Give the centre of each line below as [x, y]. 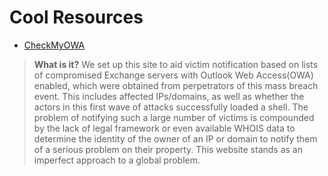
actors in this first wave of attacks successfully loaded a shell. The [171, 107]
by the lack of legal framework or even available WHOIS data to [164, 128]
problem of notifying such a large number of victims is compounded [174, 117]
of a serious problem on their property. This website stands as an [168, 149]
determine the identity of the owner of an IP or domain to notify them [175, 138]
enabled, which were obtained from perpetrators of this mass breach [176, 85]
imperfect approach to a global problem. [117, 160]
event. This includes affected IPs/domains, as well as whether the [169, 96]
